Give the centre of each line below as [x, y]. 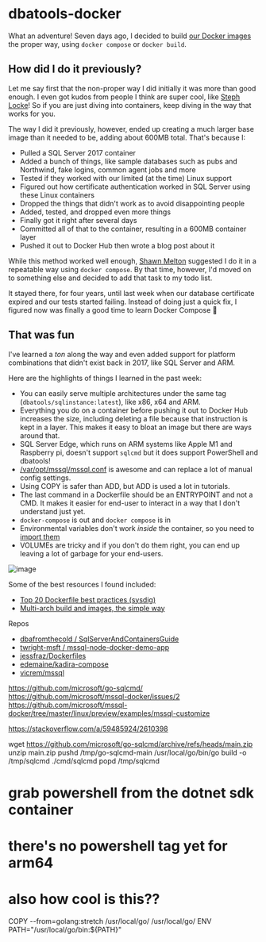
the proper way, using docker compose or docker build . [97, 44]
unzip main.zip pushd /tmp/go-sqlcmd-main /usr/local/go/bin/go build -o [127, 752]
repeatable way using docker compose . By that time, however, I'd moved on [130, 269]
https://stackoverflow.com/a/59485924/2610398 [88, 729]
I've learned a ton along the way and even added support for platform [122, 354]
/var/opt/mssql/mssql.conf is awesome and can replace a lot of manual [136, 469]
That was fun [42, 335]
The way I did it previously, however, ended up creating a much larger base [131, 129]
